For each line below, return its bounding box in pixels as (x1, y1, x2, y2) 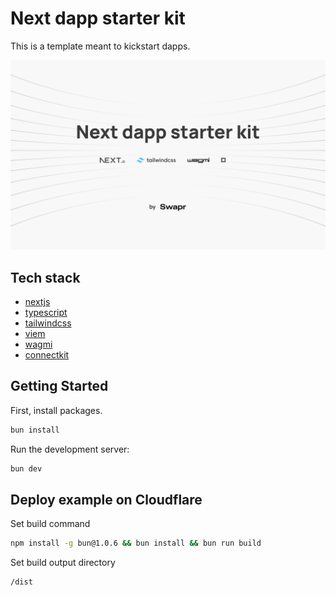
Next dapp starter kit (10, 7, 186, 30)
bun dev (10, 463, 43, 474)
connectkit (24, 348, 70, 361)
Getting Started (10, 378, 109, 395)
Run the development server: (10, 443, 130, 455)
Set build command (10, 518, 91, 530)
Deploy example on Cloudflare (10, 491, 203, 508)
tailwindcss (24, 317, 72, 329)
